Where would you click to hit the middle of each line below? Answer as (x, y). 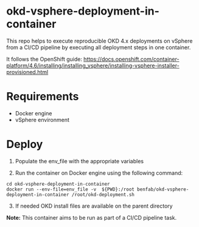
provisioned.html (27, 72)
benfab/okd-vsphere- (163, 189)
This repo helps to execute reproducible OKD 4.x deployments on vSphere (100, 41)
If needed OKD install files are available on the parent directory (94, 206)
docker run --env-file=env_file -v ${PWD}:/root (71, 189)
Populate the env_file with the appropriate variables (79, 161)
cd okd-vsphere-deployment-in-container (58, 184)
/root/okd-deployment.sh (103, 195)
